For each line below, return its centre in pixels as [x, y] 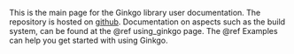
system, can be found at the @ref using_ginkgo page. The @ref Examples [143, 31]
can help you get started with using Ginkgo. [89, 40]
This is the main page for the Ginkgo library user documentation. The [135, 13]
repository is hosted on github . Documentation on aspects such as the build [147, 22]
